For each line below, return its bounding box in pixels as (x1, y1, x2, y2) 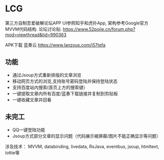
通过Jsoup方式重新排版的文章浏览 (12, 72, 82, 78)
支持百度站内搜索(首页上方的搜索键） (12, 84, 88, 90)
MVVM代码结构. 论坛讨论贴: (5, 26, 62, 32)
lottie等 (5, 150, 20, 156)
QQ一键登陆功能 (12, 127, 45, 133)
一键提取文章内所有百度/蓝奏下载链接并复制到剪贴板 (12, 90, 118, 97)
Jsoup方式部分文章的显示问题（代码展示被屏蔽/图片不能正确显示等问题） (12, 133, 161, 139)
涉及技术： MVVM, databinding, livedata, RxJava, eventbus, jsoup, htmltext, (5, 143, 160, 149)
